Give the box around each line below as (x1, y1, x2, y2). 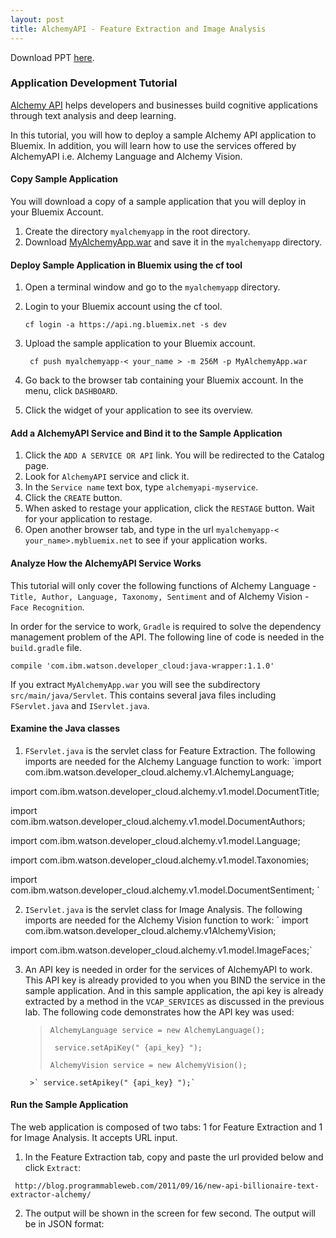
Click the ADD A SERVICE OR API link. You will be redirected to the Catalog (24, 449, 325, 461)
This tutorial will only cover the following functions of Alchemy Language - (10, 579, 317, 591)
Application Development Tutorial (10, 76, 178, 90)
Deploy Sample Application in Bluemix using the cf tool (10, 259, 243, 271)
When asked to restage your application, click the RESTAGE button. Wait (24, 502, 315, 515)
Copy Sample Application (10, 173, 119, 185)
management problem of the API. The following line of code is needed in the (10, 631, 325, 643)
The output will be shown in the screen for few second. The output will (24, 1207, 316, 1220)
